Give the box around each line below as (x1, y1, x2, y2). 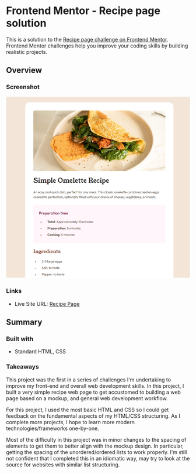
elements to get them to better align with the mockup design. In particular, (6, 442, 184, 449)
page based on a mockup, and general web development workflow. (6, 394, 168, 402)
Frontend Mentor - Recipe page (6, 4, 160, 18)
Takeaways (6, 363, 39, 371)
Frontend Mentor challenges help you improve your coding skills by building (6, 42, 188, 49)
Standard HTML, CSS (14, 348, 66, 355)
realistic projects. (6, 48, 48, 55)
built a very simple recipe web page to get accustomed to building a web (6, 388, 181, 395)
